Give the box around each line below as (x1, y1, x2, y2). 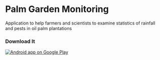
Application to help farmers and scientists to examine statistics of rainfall (5, 20, 155, 26)
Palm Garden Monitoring (5, 3, 109, 15)
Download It (5, 37, 35, 44)
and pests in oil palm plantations (5, 25, 72, 31)
